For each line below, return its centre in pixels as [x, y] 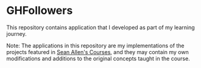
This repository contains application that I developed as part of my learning [100, 27]
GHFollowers [40, 11]
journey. [16, 33]
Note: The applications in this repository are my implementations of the [95, 46]
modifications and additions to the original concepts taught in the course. [98, 58]
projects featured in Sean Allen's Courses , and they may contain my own [97, 52]
